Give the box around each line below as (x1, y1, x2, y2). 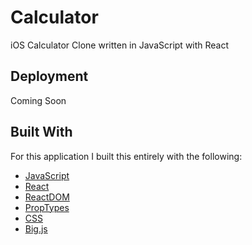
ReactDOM (24, 191, 70, 203)
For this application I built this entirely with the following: (10, 150, 243, 162)
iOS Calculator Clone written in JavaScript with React (10, 39, 230, 51)
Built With (10, 124, 73, 141)
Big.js (24, 222, 48, 235)
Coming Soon (10, 94, 67, 106)
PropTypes (24, 201, 70, 213)
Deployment (10, 68, 89, 85)
